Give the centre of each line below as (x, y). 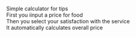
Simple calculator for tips (37, 9)
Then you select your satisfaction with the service (68, 21)
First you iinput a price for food (45, 15)
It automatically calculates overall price (55, 27)
